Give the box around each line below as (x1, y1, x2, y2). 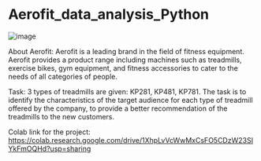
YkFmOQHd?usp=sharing (8, 144, 91, 153)
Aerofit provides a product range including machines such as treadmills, (8, 55, 242, 64)
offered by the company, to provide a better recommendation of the (8, 104, 228, 113)
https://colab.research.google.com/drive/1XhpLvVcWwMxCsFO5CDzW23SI (8, 135, 254, 145)
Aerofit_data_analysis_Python (8, 5, 209, 24)
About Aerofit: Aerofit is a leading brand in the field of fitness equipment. (8, 46, 244, 56)
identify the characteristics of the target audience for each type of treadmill (8, 95, 254, 104)
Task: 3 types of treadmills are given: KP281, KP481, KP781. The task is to (8, 86, 247, 96)
